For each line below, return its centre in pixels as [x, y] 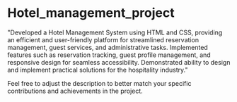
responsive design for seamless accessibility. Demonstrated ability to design [119, 62]
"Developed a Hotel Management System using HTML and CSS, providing [115, 32]
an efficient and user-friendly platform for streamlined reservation [103, 39]
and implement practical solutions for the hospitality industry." [98, 70]
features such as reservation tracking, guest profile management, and [109, 55]
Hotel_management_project [91, 13]
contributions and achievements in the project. [75, 91]
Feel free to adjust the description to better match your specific [99, 83]
